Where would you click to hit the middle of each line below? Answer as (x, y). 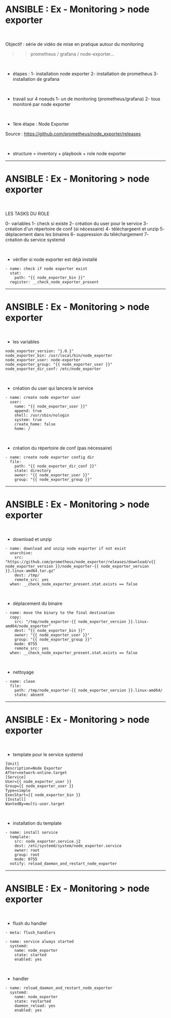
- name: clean (20, 681)
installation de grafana (36, 79)
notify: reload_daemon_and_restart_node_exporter (63, 863)
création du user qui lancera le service (53, 388)
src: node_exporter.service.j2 (48, 841)
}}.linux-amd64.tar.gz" (31, 571)
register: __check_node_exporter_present (54, 282)
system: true (28, 420)
